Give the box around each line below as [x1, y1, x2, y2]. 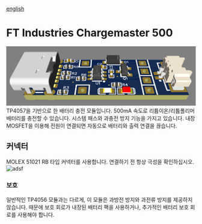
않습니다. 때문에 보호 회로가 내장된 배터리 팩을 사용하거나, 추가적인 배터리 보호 [6, 204, 189, 211]
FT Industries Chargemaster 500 [6, 26, 173, 40]
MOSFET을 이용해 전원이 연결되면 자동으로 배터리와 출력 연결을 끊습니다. [6, 122, 177, 129]
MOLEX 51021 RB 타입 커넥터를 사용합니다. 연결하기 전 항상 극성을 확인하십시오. [6, 159, 194, 166]
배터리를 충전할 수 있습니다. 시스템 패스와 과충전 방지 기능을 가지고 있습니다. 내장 [6, 114, 195, 122]
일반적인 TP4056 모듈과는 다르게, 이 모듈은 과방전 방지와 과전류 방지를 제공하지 [6, 196, 193, 203]
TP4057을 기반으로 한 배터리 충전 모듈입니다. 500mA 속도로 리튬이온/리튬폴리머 [6, 107, 195, 114]
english [6, 5, 25, 12]
